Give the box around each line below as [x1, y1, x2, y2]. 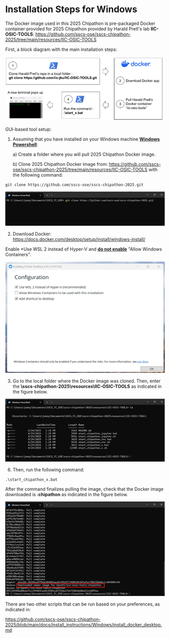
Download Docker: [12, 231, 52, 237]
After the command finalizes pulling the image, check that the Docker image [5, 486, 163, 492]
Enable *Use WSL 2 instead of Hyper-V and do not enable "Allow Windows [5, 246, 162, 252]
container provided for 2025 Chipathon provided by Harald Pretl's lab [5, 25, 150, 31]
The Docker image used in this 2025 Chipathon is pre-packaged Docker [5, 20, 156, 26]
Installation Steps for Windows [5, 4, 138, 15]
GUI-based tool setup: [5, 126, 52, 132]
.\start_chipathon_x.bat [5, 477, 58, 482]
